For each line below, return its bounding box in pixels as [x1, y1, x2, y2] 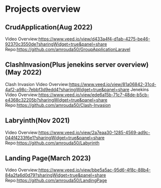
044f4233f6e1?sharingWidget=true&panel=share [5, 134, 105, 140]
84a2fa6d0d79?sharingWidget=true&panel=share [5, 172, 107, 178]
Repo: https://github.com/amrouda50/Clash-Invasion [5, 102, 111, 108]
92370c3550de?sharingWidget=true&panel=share [5, 41, 107, 47]
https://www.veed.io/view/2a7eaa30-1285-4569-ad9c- [38, 129, 151, 135]
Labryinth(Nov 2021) [5, 116, 70, 125]
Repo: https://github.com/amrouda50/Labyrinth [5, 140, 100, 146]
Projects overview [5, 3, 81, 15]
